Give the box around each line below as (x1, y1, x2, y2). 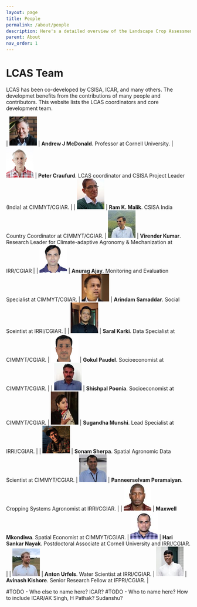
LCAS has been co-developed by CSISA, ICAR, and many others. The (6, 86, 173, 93)
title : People (6, 15, 41, 22)
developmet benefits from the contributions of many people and (6, 92, 161, 99)
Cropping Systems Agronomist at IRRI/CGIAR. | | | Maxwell (6, 505, 177, 512)
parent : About (6, 34, 41, 41)
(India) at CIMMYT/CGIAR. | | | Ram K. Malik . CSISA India (6, 204, 173, 211)
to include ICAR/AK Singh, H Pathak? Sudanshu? (6, 594, 123, 601)
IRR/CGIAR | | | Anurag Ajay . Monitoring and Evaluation (6, 267, 169, 274)
